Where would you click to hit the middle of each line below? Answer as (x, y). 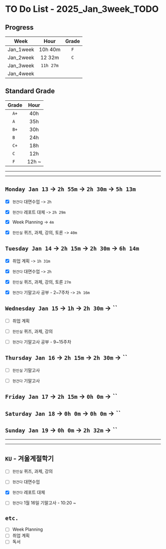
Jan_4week (21, 74)
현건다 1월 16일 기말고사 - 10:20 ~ (44, 503)
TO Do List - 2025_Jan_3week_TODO (82, 9)
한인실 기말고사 (26, 370)
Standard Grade (30, 91)
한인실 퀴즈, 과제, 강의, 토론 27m (41, 282)
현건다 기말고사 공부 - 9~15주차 (42, 341)
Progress (19, 27)
